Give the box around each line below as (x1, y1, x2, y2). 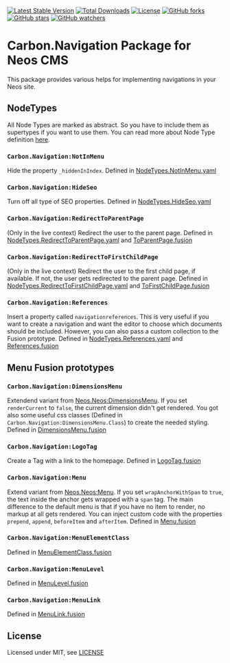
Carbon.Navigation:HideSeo (7, 183, 97, 191)
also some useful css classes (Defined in (7, 411, 123, 419)
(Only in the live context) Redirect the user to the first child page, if (7, 267, 196, 275)
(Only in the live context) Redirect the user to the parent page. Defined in (7, 228, 213, 237)
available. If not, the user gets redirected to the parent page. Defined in (7, 274, 208, 282)
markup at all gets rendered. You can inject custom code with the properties (7, 510, 222, 518)
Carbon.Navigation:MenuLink (7, 596, 101, 605)
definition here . (7, 135, 50, 144)
